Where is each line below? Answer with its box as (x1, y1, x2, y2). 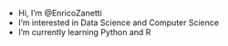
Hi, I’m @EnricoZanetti (17, 8, 102, 18)
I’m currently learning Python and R (17, 27, 151, 37)
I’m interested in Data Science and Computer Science (17, 17, 220, 28)
